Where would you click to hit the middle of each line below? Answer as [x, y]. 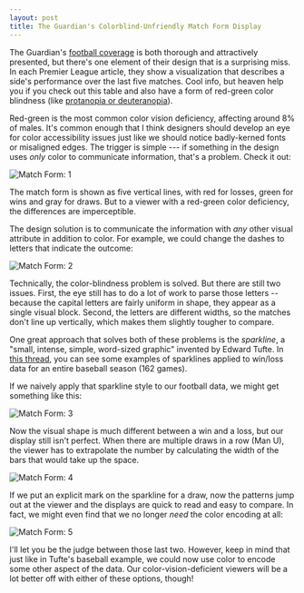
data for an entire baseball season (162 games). [98, 368]
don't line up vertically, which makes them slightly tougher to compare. [142, 321]
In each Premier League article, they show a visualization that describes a [147, 71]
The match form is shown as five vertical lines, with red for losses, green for [152, 192]
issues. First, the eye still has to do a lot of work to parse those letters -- [144, 292]
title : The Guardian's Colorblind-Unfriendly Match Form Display [135, 26]
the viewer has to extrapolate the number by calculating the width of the [144, 450]
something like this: [46, 395]
